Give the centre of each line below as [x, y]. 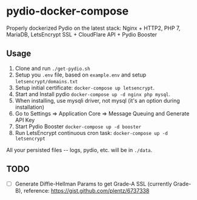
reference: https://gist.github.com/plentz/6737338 [87, 190]
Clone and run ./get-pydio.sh [52, 68]
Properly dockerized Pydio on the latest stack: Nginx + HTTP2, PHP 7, [93, 28]
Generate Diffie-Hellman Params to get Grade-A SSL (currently [93, 184]
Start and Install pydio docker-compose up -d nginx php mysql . [93, 94]
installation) [29, 107]
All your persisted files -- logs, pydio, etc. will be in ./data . [79, 150]
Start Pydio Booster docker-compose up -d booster [78, 126]
